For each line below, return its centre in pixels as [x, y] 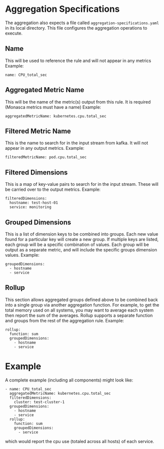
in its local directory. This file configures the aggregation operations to [76, 28]
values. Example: [22, 255]
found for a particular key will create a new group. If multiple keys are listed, [82, 239]
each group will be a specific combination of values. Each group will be [77, 244]
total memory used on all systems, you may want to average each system [79, 310]
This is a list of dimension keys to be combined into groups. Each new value [82, 234]
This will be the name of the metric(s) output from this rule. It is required [78, 102]
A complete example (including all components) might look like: [69, 380]
